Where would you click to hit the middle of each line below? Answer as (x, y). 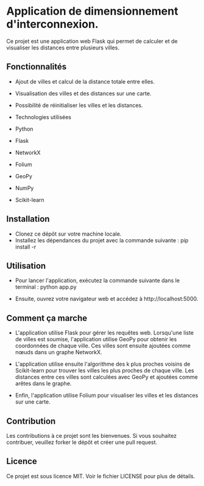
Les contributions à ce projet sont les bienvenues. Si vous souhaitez (92, 436)
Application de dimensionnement (92, 11)
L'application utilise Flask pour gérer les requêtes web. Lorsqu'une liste (104, 333)
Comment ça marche (47, 318)
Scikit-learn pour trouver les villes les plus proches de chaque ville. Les (104, 371)
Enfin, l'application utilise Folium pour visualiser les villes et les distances (107, 396)
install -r (26, 247)
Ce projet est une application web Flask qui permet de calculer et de (92, 41)
